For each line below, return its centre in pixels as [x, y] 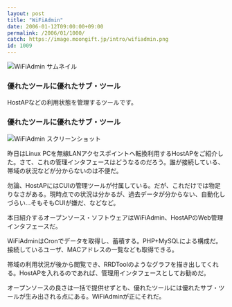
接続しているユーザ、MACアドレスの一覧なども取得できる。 [92, 249]
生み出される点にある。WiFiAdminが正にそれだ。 [95, 296]
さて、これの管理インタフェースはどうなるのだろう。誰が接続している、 [122, 162]
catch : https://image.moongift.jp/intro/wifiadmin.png [88, 40]
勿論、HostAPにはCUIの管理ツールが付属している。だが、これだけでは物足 [114, 185]
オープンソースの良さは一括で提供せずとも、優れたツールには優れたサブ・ [113, 288]
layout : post [26, 14]
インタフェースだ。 [34, 226]
